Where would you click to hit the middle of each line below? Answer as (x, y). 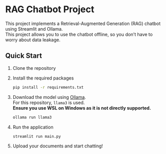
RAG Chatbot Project (50, 9)
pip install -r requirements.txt (48, 87)
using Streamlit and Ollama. (34, 29)
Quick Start (24, 56)
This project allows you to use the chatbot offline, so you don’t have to (79, 34)
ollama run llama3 (32, 117)
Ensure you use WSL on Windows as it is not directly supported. (82, 108)
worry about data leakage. (33, 40)
